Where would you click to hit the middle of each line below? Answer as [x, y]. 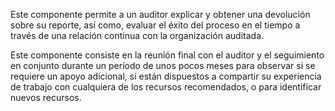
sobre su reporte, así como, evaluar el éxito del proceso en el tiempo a [155, 25]
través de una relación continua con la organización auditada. [137, 35]
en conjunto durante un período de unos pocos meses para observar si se [163, 65]
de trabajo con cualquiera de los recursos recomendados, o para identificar [166, 87]
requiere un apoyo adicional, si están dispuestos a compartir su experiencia [166, 76]
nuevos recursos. [46, 97]
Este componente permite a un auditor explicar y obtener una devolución [160, 14]
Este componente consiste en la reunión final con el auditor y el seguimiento [167, 55]
